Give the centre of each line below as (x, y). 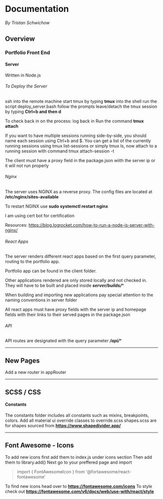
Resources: (16, 225)
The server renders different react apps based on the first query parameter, (81, 256)
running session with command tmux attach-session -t (60, 151)
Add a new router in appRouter (36, 372)
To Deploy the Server (26, 86)
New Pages (23, 360)
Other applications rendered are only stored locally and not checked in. (76, 281)
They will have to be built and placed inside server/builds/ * (65, 285)
